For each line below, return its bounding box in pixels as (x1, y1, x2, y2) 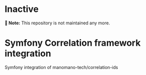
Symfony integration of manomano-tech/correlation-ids (4, 64, 118, 70)
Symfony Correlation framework (4, 37, 141, 49)
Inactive (4, 3, 39, 15)
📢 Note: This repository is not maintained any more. (4, 20, 110, 26)
